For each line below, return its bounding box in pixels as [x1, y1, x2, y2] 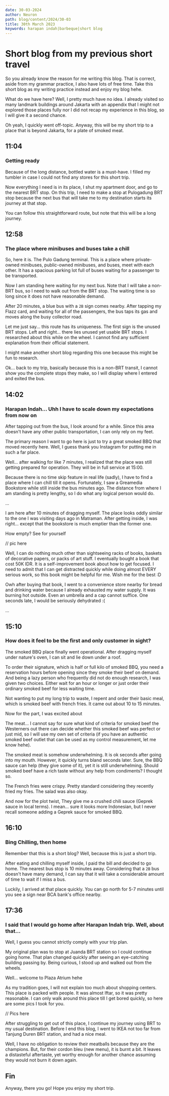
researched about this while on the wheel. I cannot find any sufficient [5, 335, 149, 341]
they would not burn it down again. [5, 1057, 78, 1063]
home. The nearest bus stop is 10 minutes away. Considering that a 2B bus [5, 865, 160, 871]
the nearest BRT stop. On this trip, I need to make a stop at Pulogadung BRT [5, 189, 163, 195]
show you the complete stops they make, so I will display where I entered [5, 370, 157, 376]
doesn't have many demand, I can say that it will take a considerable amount [5, 871, 164, 877]
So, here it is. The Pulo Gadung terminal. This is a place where [5, 257, 135, 263]
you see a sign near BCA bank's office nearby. [5, 891, 102, 898]
